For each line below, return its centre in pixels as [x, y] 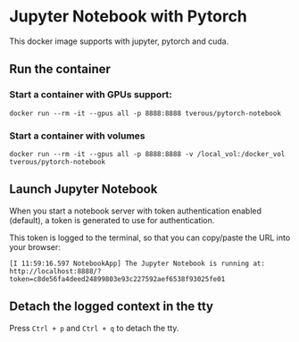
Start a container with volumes [77, 136]
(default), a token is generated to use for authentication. [112, 220]
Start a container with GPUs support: [91, 95]
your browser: [35, 246]
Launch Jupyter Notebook [83, 189]
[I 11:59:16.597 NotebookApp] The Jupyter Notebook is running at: [137, 263]
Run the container [60, 69]
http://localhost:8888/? [55, 271]
